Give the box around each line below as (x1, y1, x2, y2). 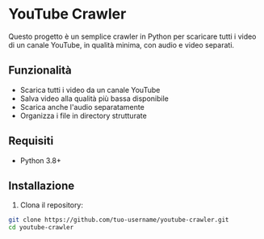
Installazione (8, 178, 75, 192)
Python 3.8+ (19, 155, 62, 166)
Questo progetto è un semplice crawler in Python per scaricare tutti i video (8, 31, 257, 41)
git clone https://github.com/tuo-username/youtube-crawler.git (8, 216, 229, 224)
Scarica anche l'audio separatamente (19, 102, 145, 111)
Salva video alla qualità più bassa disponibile (19, 94, 170, 103)
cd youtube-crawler (8, 224, 74, 232)
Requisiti (8, 134, 54, 148)
